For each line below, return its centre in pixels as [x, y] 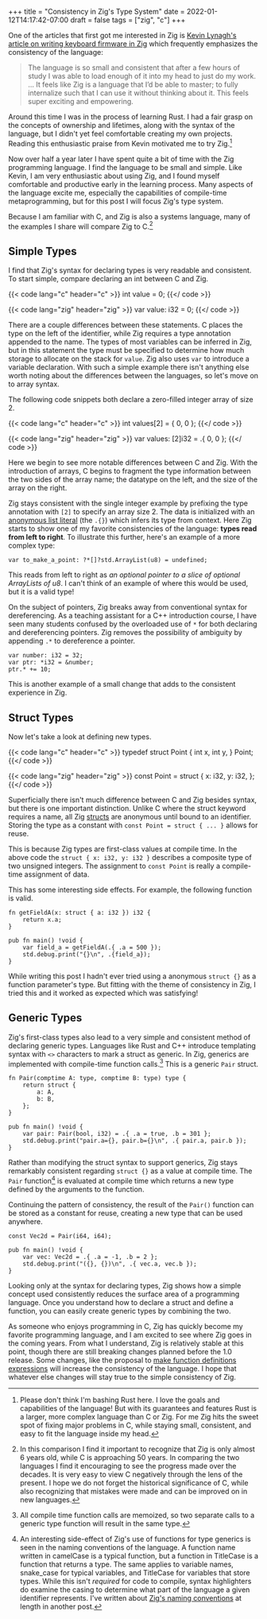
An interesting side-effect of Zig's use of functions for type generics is [135, 1539]
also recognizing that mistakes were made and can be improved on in [133, 1491]
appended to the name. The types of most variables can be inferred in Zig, [130, 342]
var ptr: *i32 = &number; [51, 663]
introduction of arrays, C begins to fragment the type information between [130, 471]
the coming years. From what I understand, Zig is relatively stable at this [126, 1343]
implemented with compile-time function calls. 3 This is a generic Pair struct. [133, 1063]
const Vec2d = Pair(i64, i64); [60, 1236]
